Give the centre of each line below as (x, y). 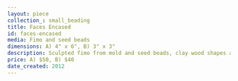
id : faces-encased (34, 33)
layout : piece (28, 14)
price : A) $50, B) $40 (41, 60)
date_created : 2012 (36, 66)
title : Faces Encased (39, 27)
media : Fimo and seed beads (49, 40)
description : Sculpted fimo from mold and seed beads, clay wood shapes (117, 54)
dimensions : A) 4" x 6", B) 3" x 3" (61, 46)
